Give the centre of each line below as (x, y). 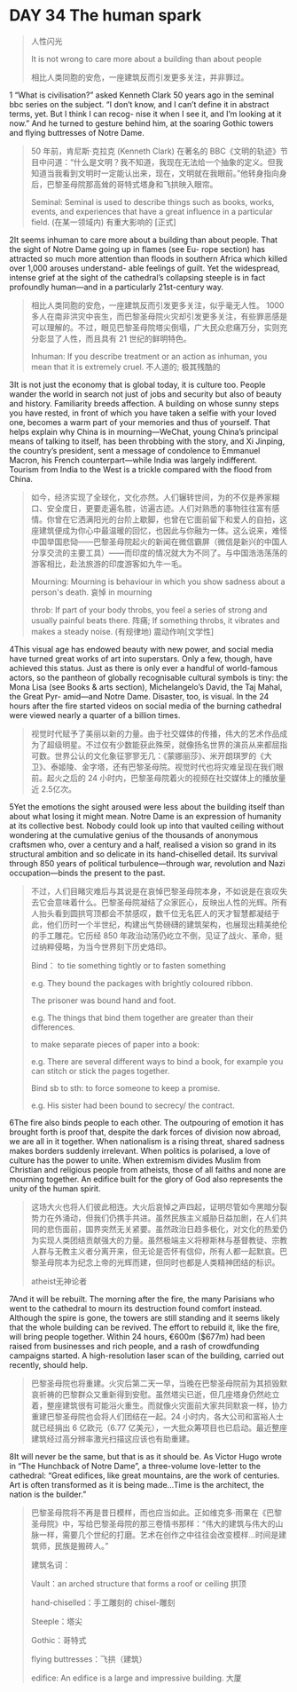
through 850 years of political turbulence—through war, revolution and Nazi (147, 863)
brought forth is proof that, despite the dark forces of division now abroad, (145, 1132)
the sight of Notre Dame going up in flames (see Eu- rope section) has (137, 249)
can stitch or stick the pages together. (100, 1071)
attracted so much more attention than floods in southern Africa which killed (148, 258)
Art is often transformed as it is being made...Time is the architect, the (137, 1484)
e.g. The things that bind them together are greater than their (142, 1017)
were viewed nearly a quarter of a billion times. (95, 715)
